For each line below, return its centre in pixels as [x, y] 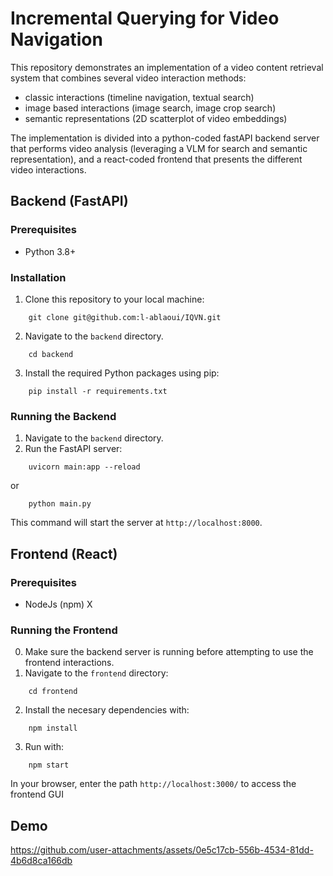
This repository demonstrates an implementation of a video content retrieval [167, 67]
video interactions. [48, 169]
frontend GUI [37, 794]
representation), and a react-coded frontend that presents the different [156, 159]
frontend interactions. [69, 663]
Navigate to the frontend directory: [96, 673]
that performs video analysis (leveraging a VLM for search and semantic [159, 148]
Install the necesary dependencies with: [107, 710]
